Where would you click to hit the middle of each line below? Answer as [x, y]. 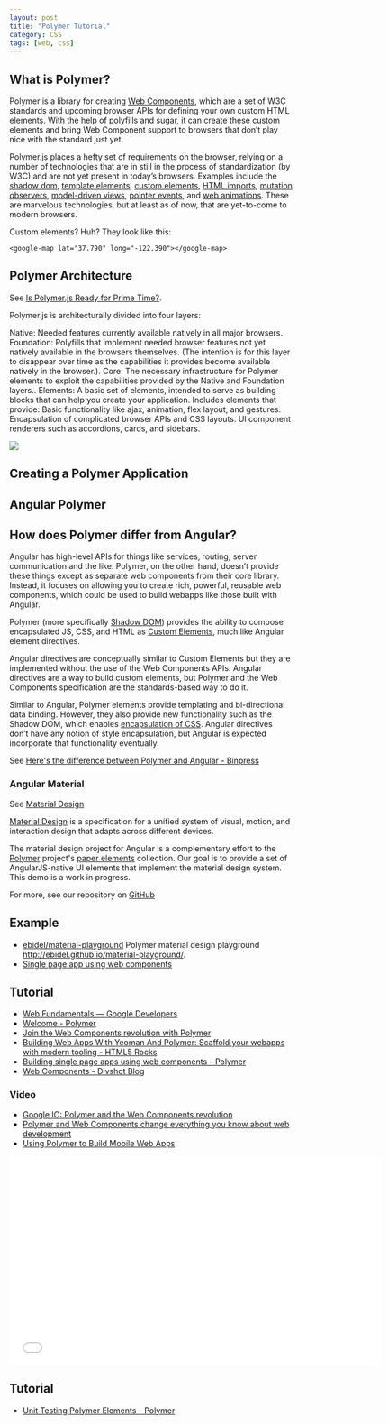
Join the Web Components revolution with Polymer [117, 1033]
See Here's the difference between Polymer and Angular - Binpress [134, 761]
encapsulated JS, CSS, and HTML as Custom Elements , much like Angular [147, 631]
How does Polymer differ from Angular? [123, 535]
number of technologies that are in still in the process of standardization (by [150, 167]
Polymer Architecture [71, 276]
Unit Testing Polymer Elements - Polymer [99, 1410]
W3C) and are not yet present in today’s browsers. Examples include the [143, 176]
